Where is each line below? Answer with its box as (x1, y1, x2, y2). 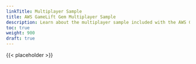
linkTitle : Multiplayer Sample (6, 8, 82, 15)
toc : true (6, 24, 30, 31)
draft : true (6, 35, 35, 41)
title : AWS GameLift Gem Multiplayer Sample (6, 14, 116, 20)
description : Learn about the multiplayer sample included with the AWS (6, 19, 187, 25)
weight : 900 (6, 30, 35, 36)
